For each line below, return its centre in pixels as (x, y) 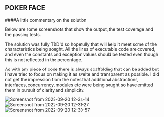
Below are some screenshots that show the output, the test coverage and (79, 29)
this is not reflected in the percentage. (44, 59)
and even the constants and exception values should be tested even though (82, 54)
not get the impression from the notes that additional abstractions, (72, 79)
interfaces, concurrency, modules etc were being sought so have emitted (79, 85)
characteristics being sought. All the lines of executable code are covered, (80, 49)
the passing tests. (23, 34)
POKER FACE (25, 8)
